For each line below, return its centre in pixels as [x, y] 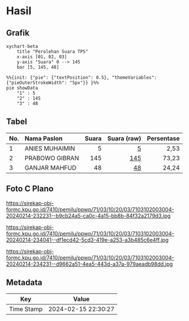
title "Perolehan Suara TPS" [53, 52]
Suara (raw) [124, 138]
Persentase [163, 138]
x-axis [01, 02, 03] [42, 57]
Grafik [18, 33]
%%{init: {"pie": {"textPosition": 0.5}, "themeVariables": [82, 78]
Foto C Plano [30, 189]
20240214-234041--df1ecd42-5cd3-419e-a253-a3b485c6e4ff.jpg [87, 240]
